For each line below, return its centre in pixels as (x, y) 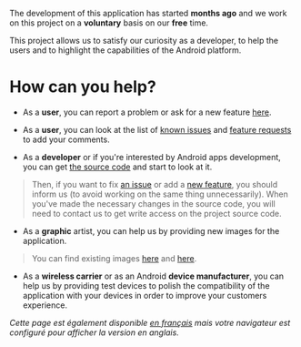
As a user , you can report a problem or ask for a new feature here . (147, 112)
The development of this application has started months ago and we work (148, 13)
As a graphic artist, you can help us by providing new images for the (151, 230)
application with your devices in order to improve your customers (145, 295)
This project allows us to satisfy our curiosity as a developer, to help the (144, 41)
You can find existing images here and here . (114, 258)
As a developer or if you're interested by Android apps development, (152, 157)
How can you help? (83, 87)
